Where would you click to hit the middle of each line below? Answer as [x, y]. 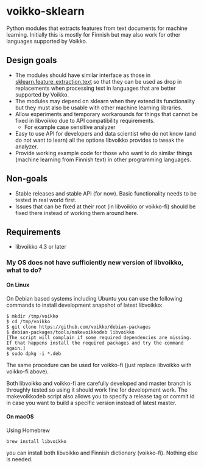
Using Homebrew [28, 430]
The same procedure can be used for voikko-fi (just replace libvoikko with [99, 365]
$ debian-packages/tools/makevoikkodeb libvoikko [71, 332]
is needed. [19, 459]
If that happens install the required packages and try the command [95, 343]
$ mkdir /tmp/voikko [33, 316]
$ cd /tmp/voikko [28, 321]
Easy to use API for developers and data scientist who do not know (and [105, 133]
